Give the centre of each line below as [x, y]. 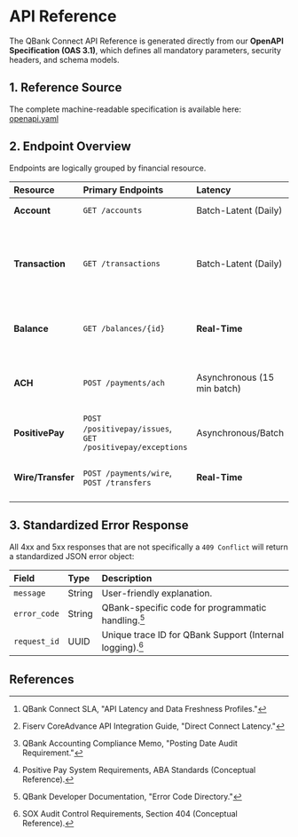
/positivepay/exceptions [135, 447]
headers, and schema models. [64, 59]
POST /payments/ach [124, 383]
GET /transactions [122, 263]
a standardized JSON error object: [72, 556]
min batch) [219, 388]
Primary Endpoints [123, 190]
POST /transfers [117, 482]
